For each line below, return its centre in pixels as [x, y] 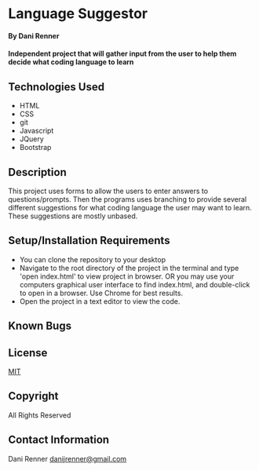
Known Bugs [40, 326]
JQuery [32, 139]
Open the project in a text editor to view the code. [100, 301]
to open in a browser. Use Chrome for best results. [101, 293]
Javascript [36, 131]
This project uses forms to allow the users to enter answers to [108, 191]
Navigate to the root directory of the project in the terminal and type [129, 268]
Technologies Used [56, 87]
